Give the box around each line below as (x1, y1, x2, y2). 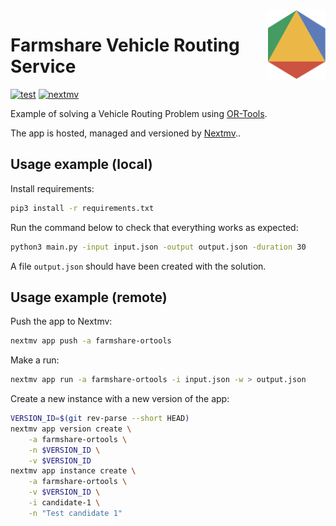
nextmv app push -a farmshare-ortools (10, 336, 172, 346)
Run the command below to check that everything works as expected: (10, 221, 299, 233)
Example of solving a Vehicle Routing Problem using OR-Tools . (10, 107, 268, 119)
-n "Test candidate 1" (28, 508, 123, 518)
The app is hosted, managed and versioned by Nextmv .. (10, 127, 241, 139)
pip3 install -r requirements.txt (10, 203, 155, 213)
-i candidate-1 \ (28, 498, 101, 508)
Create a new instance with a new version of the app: (10, 393, 230, 405)
